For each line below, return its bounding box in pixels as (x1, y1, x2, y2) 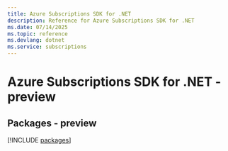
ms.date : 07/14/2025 (7, 23, 69, 30)
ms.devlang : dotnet (7, 37, 65, 44)
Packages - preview (7, 117, 97, 129)
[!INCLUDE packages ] (7, 136, 72, 144)
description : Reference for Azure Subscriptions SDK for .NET (7, 17, 195, 24)
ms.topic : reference (7, 30, 69, 38)
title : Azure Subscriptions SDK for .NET (7, 10, 132, 18)
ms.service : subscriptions (7, 43, 87, 50)
